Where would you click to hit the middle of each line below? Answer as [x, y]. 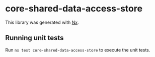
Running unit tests [34, 38]
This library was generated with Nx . [42, 22]
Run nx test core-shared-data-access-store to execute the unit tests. [78, 50]
